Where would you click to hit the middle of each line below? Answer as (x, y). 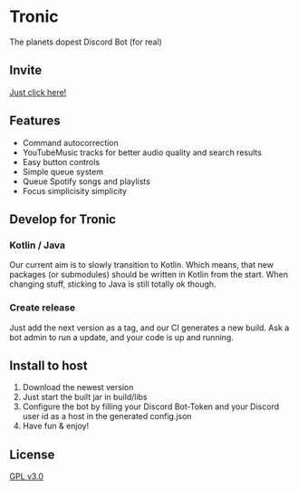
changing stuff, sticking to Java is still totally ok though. (113, 284)
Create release (42, 308)
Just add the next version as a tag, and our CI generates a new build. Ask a (149, 328)
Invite (26, 70)
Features (35, 121)
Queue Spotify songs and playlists (87, 181)
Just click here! (38, 92)
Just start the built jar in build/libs (85, 397)
